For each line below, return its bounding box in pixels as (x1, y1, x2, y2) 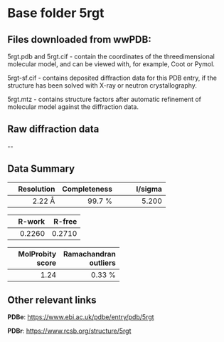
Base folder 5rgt (7, 5, 105, 21)
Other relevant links (7, 294, 97, 306)
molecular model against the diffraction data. (7, 103, 139, 111)
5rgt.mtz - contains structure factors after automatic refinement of (7, 95, 201, 103)
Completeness (61, 184, 112, 194)
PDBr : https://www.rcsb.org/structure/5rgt (7, 326, 132, 336)
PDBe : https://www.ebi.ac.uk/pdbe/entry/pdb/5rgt (7, 313, 154, 321)
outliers (89, 258, 116, 268)
